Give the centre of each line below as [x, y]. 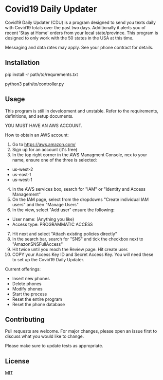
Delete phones [27, 284]
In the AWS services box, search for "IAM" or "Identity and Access [79, 189]
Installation [22, 63]
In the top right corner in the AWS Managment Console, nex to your [80, 155]
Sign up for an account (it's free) [45, 149]
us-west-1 [22, 180]
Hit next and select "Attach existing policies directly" [65, 234]
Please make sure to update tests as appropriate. [54, 346]
